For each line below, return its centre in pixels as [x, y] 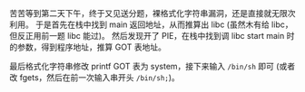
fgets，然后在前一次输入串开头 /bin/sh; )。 [99, 78]
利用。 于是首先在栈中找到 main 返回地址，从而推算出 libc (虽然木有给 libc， [151, 24]
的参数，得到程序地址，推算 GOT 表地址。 [88, 47]
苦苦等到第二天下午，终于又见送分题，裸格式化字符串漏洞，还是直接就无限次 [152, 13]
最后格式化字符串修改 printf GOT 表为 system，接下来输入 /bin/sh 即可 [142, 66]
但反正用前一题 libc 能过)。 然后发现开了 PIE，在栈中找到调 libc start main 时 [152, 36]
